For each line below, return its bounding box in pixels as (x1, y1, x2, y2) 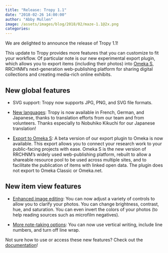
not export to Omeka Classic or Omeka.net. (12, 167, 103, 174)
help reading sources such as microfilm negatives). (12, 212, 120, 218)
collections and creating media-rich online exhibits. (5, 71, 112, 77)
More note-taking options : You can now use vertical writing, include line (12, 221, 163, 228)
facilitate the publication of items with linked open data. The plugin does (12, 162, 163, 168)
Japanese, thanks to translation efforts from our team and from (12, 114, 144, 120)
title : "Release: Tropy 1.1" (5, 7, 67, 13)
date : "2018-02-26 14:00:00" (5, 12, 67, 17)
